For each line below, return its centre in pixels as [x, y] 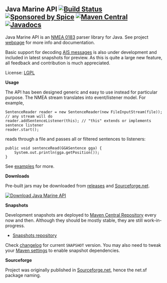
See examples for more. [30, 166]
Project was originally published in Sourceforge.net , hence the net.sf [76, 270]
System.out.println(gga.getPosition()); [57, 152]
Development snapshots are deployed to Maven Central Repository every [81, 215]
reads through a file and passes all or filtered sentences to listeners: [75, 139]
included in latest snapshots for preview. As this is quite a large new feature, [84, 57]
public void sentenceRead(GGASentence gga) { [53, 148]
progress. [15, 225]
